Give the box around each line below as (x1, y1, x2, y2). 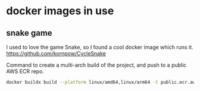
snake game (6, 28, 52, 38)
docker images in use (6, 4, 114, 18)
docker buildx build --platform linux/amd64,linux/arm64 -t (6, 79, 159, 85)
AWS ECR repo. (6, 68, 45, 75)
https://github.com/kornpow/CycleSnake (6, 50, 106, 57)
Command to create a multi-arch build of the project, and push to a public (6, 61, 187, 68)
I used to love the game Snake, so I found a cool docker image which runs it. (6, 43, 193, 51)
